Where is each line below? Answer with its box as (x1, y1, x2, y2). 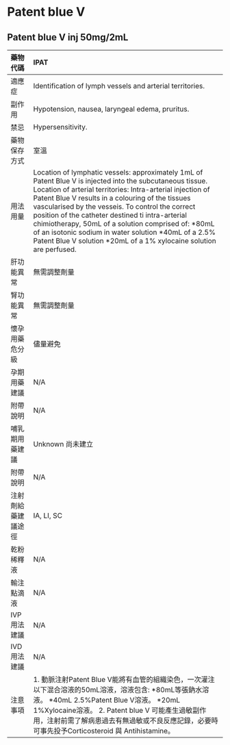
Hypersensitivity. (33, 123, 88, 131)
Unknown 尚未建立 (33, 440, 94, 449)
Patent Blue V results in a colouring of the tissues (33, 193, 191, 203)
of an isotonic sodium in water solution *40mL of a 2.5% (33, 227, 216, 237)
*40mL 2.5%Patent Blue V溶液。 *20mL (49, 696, 180, 705)
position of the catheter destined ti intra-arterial (33, 210, 187, 220)
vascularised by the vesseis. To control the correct (33, 202, 196, 211)
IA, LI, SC (33, 511, 63, 520)
